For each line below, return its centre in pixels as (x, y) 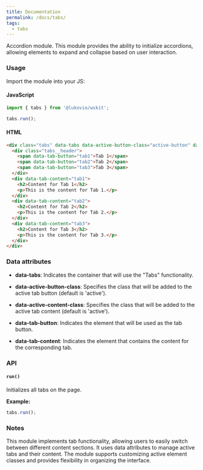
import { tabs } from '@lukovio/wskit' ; (58, 108)
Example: (18, 401)
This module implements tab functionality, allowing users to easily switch (97, 441)
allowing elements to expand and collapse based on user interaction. (92, 53)
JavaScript (20, 95)
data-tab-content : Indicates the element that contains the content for (102, 341)
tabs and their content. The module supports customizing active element (97, 454)
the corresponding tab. (43, 347)
